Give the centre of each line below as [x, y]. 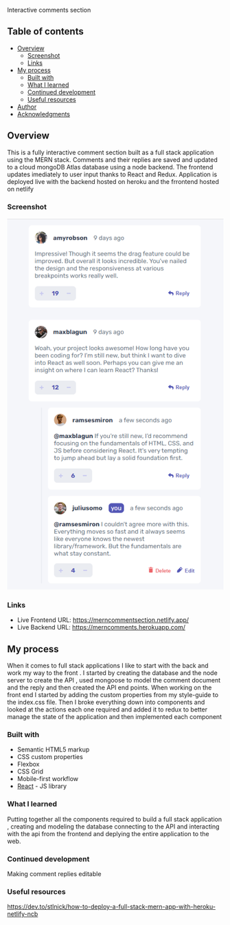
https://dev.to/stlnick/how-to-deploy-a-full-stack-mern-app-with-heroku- [112, 907]
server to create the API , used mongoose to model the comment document [114, 680]
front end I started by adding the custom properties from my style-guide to [113, 695]
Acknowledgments [44, 114]
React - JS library [42, 786]
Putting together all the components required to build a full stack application [115, 819]
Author [27, 107]
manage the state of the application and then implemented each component [114, 717]
